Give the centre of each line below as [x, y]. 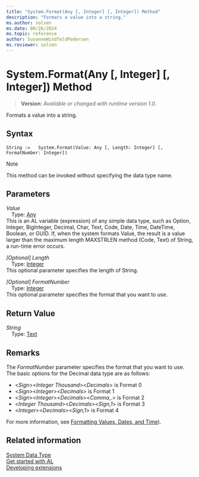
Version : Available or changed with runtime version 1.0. [89, 103]
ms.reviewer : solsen [32, 45]
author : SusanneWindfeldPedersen [48, 39]
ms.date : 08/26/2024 [32, 28]
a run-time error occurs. [36, 246]
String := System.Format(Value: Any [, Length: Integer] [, [85, 147]
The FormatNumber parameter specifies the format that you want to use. [95, 367]
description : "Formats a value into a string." [66, 17]
